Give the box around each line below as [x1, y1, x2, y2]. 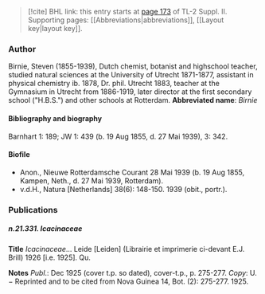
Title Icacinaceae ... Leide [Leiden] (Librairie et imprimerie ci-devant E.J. [8, 244, 245, 253]
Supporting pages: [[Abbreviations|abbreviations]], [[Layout [27, 15, 224, 25]
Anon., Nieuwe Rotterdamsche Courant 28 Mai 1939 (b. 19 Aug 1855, [19, 167, 245, 177]
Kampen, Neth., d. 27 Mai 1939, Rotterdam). [19, 175, 164, 186]
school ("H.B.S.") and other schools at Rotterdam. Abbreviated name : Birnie [8, 96, 258, 105]
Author [8, 43, 37, 54]
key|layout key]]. [27, 24, 83, 33]
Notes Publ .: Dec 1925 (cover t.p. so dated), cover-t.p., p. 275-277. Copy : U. [8, 268, 257, 277]
